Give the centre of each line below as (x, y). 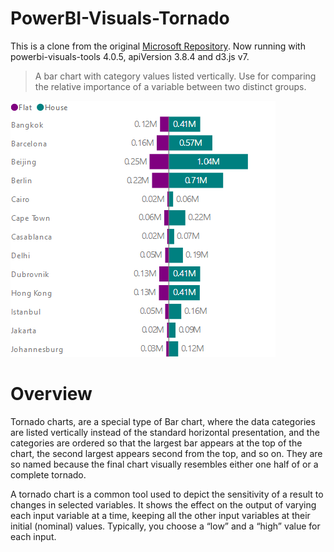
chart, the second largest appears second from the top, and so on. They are (166, 453)
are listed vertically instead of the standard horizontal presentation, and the (165, 432)
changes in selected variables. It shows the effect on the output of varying (163, 504)
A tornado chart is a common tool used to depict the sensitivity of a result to (167, 494)
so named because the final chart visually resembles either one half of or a (164, 464)
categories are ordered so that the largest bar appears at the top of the (156, 443)
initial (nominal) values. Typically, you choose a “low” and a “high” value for (165, 526)
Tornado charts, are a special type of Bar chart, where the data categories (163, 421)
